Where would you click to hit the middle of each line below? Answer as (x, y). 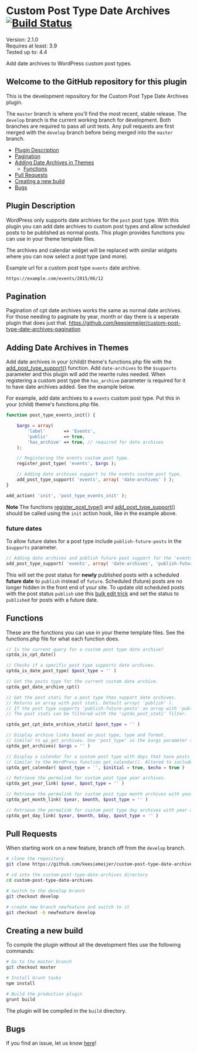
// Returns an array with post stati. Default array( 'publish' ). (90, 703)
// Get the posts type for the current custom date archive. (82, 682)
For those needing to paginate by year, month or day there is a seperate (93, 317)
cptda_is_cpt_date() (31, 655)
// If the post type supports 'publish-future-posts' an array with (91, 709)
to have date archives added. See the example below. (71, 387)
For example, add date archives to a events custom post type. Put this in (93, 398)
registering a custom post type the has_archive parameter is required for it (96, 380)
